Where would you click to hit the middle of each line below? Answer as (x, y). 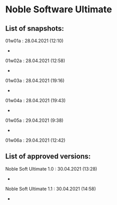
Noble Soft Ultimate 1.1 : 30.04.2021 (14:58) (51, 189)
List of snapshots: (35, 29)
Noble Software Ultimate (59, 10)
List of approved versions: (48, 156)
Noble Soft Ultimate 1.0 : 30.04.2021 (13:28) (51, 169)
